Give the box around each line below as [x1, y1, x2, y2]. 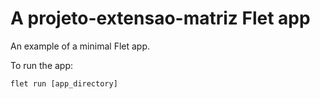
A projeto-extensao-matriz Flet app [10, 7, 311, 30]
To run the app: [10, 59, 74, 71]
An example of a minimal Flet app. [10, 40, 151, 52]
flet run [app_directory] [10, 78, 118, 89]
